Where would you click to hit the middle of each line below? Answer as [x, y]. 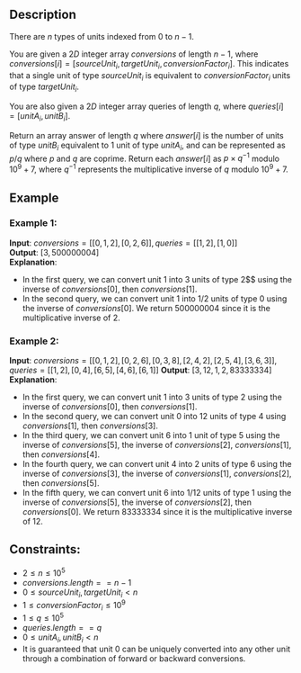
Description [43, 15]
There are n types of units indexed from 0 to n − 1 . [102, 36]
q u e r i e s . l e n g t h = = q [62, 628]
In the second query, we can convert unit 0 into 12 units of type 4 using [154, 417]
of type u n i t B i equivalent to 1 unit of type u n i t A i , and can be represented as [147, 146]
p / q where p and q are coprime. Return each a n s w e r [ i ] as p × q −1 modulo [145, 157]
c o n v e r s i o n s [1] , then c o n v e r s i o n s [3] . [90, 426]
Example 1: [33, 223]
